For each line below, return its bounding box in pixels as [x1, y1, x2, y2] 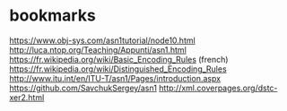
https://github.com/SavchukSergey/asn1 [9, 82, 157, 93]
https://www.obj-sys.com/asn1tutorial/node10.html [9, 35, 196, 46]
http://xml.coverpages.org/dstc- [158, 82, 278, 93]
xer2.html [9, 91, 45, 103]
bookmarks [9, 5, 96, 26]
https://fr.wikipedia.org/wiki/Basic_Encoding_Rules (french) [9, 54, 229, 64]
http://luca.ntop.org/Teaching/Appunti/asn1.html [9, 44, 187, 55]
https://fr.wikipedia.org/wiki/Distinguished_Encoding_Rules [9, 64, 227, 74]
